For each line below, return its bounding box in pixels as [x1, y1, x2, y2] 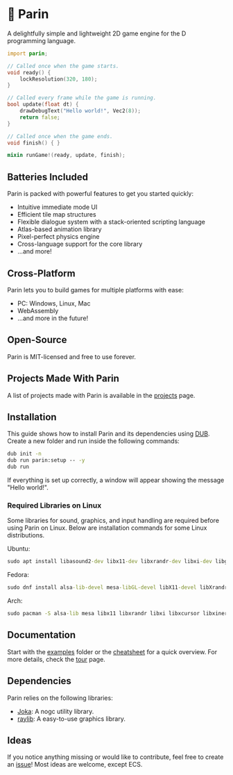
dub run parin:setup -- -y [7, 457, 85, 464]
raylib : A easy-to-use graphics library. [17, 715, 126, 723]
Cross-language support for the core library [17, 240, 143, 249]
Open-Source [7, 334, 67, 346]
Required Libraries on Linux [7, 500, 102, 510]
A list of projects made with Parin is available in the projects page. [7, 391, 196, 399]
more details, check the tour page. [7, 655, 105, 663]
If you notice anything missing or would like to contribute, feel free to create [7, 753, 224, 761]
